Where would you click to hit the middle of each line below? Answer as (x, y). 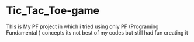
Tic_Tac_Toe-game (53, 11)
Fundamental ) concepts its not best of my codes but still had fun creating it (97, 32)
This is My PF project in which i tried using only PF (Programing (82, 26)
